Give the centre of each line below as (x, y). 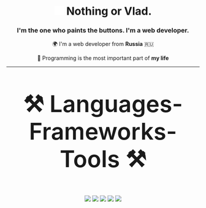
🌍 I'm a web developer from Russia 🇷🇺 (103, 44)
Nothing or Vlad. (109, 11)
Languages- (116, 104)
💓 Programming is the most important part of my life (103, 58)
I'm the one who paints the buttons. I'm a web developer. (103, 31)
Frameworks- (103, 132)
